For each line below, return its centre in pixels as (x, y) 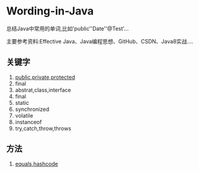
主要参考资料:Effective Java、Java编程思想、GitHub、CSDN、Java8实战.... (100, 41)
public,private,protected (45, 77)
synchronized (32, 109)
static (22, 102)
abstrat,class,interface (43, 90)
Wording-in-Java (50, 11)
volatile (24, 115)
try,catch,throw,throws (43, 128)
